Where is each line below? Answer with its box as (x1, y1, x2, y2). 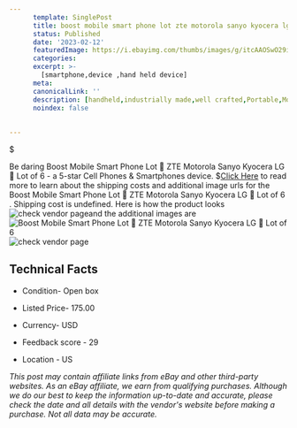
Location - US (21, 354, 73, 364)
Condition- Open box (21, 285, 99, 296)
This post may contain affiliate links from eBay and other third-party (9, 371, 259, 381)
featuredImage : (32, 46, 89, 55)
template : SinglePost (32, 12, 113, 22)
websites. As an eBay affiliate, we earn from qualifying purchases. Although (9, 380, 287, 391)
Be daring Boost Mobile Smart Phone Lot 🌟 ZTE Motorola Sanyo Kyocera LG (9, 161, 286, 172)
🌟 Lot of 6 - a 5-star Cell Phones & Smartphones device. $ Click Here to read (9, 171, 287, 181)
